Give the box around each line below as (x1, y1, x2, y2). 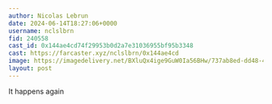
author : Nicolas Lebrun (8, 11, 89, 20)
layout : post (8, 64, 53, 73)
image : (8, 57, 31, 65)
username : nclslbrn (8, 27, 74, 35)
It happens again (8, 86, 65, 96)
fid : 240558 (8, 34, 49, 43)
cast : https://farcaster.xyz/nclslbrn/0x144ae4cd (8, 49, 180, 57)
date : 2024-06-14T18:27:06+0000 (8, 19, 117, 27)
